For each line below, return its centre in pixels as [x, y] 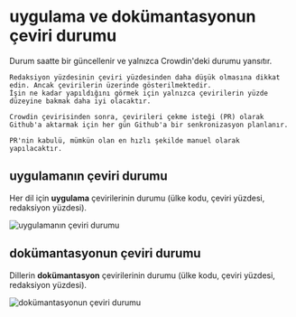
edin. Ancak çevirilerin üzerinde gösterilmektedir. [111, 85]
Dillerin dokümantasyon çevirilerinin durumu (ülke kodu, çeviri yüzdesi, [142, 275]
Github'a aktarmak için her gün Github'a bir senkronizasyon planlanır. [149, 125]
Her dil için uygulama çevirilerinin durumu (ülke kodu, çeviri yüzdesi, [137, 198]
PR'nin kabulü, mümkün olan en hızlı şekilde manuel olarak [125, 140]
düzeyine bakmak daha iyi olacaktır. [80, 101]
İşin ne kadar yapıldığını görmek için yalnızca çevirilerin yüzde [139, 93]
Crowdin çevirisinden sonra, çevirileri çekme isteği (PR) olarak [137, 117]
